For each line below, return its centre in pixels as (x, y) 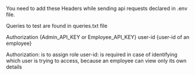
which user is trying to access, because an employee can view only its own (96, 61)
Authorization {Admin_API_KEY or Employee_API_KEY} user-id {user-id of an (98, 37)
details (14, 67)
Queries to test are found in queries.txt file (57, 26)
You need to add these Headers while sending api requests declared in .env (97, 8)
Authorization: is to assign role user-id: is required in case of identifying (92, 54)
